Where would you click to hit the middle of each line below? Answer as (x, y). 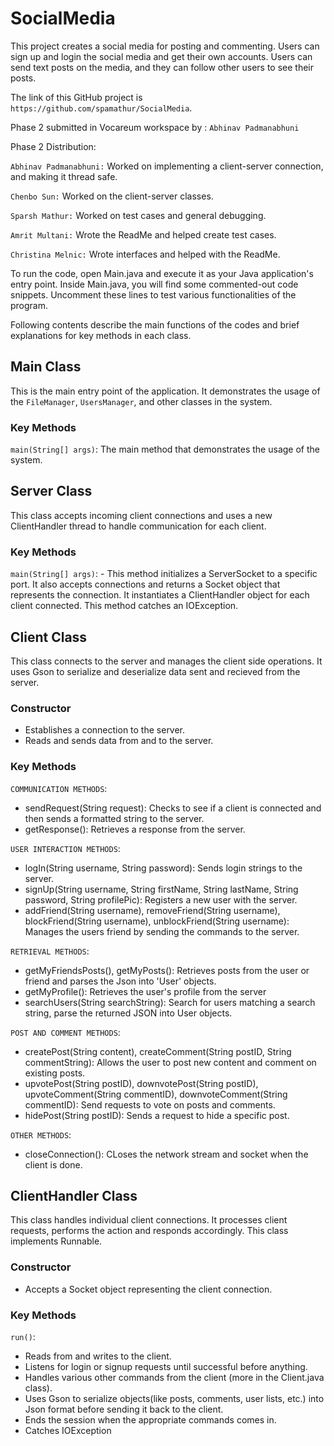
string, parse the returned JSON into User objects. (128, 1013)
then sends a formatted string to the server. (114, 818)
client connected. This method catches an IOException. (124, 606)
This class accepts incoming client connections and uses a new (141, 515)
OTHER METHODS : (41, 1134)
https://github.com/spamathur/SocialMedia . (101, 108)
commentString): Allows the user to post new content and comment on (170, 1062)
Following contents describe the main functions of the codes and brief (155, 324)
